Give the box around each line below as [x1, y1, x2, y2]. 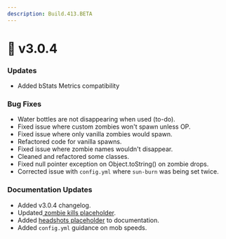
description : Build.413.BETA [7, 10, 93, 18]
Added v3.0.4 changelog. [17, 201, 91, 209]
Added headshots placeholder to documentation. [17, 216, 160, 224]
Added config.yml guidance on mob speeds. [17, 223, 147, 232]
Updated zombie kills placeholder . [17, 208, 116, 217]
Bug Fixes [7, 99, 42, 109]
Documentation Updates [7, 185, 93, 195]
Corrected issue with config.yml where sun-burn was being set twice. [17, 167, 219, 176]
